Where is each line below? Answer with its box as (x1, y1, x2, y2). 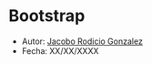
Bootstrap (8, 5, 86, 27)
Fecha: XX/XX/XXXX (21, 45, 99, 56)
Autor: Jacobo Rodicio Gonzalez (21, 36, 143, 47)
